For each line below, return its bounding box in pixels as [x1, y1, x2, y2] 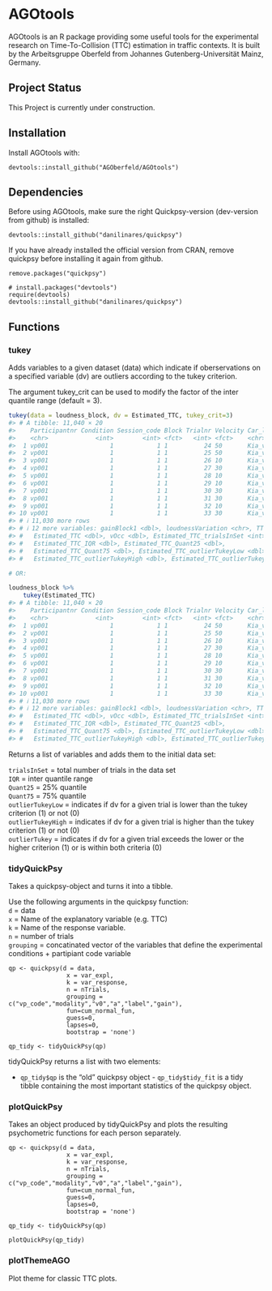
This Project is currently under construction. [8, 102, 155, 112]
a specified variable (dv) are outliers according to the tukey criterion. [8, 371, 237, 381]
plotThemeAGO [8, 1255, 70, 1266]
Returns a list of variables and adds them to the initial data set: [8, 749, 216, 759]
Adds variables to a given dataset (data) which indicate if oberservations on [8, 362, 261, 373]
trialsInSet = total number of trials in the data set [8, 765, 176, 774]
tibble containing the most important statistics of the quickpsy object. [19, 1081, 253, 1091]
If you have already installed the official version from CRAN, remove [8, 245, 235, 255]
